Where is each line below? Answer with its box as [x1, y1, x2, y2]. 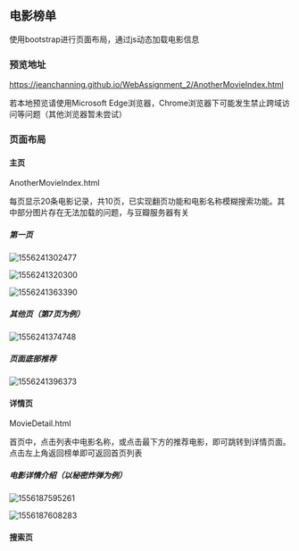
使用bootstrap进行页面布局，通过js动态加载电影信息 [9, 34, 200, 45]
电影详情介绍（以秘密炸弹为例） [9, 470, 127, 480]
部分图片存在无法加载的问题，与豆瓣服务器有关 [16, 207, 189, 218]
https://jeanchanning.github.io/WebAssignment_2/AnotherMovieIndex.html [9, 79, 284, 90]
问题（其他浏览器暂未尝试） [24, 109, 127, 120]
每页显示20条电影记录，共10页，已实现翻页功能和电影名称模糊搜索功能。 [9, 196, 278, 207]
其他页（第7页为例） [9, 308, 85, 319]
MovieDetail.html [9, 418, 71, 429]
